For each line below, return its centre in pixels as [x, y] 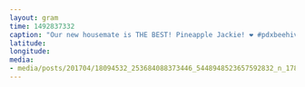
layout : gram [34, 18]
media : [22, 60]
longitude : [30, 52]
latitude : [28, 43]
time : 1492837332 [42, 26]
